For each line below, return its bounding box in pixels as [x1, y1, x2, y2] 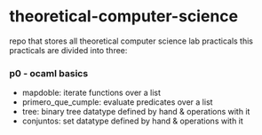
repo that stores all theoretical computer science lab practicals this [9, 36, 254, 46]
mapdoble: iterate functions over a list [21, 87, 162, 99]
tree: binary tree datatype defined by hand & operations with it [21, 107, 250, 117]
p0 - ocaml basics [9, 67, 89, 79]
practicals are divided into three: [9, 44, 128, 55]
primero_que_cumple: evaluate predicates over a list [21, 97, 213, 107]
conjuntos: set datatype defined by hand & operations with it [21, 115, 244, 126]
